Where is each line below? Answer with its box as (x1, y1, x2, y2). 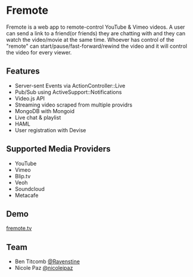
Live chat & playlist (14, 114, 61, 121)
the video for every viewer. (6, 48, 72, 56)
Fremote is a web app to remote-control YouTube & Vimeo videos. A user (6, 23, 185, 31)
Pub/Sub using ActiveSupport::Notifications (14, 88, 122, 96)
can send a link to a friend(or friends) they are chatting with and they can (6, 29, 186, 36)
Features (6, 66, 40, 77)
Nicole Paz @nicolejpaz (14, 264, 73, 272)
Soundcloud (14, 185, 45, 192)
